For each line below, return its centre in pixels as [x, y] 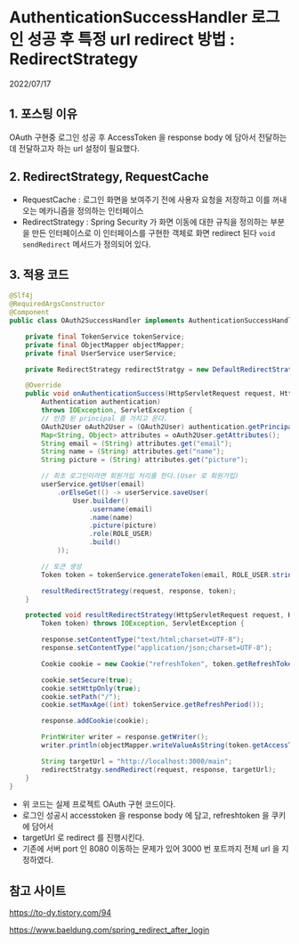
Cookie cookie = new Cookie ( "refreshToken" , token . [139, 663]
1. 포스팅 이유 [43, 114]
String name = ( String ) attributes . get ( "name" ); [133, 452]
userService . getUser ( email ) [93, 484]
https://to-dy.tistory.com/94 [61, 913]
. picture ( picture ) [123, 525]
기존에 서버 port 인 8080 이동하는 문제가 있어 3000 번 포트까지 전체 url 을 [151, 849]
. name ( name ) [111, 517]
